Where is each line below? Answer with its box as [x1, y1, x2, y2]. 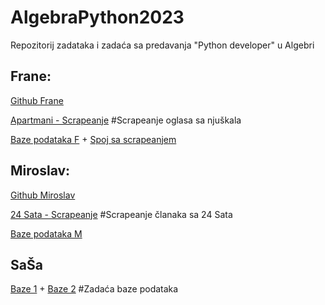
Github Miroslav [10, 189, 76, 201]
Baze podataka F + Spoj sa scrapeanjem [10, 133, 177, 145]
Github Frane [10, 94, 64, 106]
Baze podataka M [10, 227, 83, 240]
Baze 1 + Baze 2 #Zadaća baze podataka [10, 283, 179, 295]
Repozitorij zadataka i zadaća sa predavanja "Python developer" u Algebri [10, 39, 315, 51]
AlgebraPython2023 [10, 6, 185, 29]
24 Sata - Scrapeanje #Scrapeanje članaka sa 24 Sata [10, 208, 233, 220]
